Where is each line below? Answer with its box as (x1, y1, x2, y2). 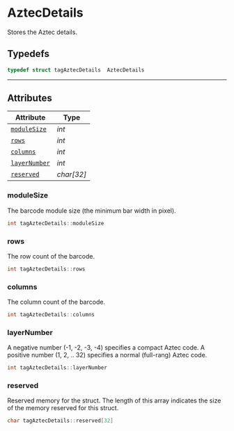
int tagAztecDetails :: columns (7, 311, 95, 318)
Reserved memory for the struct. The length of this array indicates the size (7, 396, 221, 405)
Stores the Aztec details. (7, 28, 78, 36)
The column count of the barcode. (7, 298, 106, 307)
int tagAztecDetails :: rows (7, 266, 86, 273)
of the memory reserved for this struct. (7, 404, 119, 412)
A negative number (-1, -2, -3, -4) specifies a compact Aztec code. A (7, 343, 205, 352)
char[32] (56, 170, 87, 179)
